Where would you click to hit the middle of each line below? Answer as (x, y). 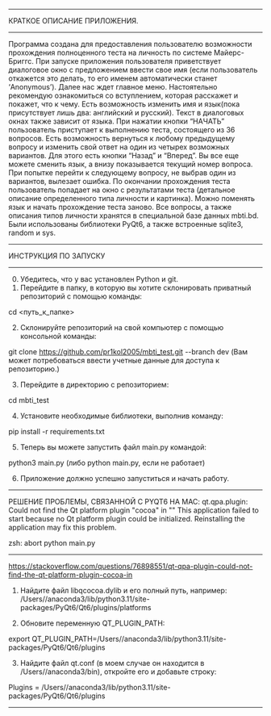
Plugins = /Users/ (38, 687)
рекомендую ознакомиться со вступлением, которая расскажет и (123, 95)
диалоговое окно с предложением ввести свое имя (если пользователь (133, 70)
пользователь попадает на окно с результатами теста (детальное (122, 190)
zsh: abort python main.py (52, 543)
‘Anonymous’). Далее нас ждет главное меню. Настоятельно (113, 87)
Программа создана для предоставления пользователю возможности (130, 44)
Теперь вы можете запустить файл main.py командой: (113, 447)
